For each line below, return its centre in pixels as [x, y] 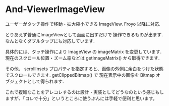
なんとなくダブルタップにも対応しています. [50, 41]
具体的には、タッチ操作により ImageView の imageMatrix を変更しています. [83, 51]
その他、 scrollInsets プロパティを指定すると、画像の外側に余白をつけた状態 [84, 69]
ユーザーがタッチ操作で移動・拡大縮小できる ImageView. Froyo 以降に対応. [83, 24]
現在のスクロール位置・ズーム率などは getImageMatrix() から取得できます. [82, 58]
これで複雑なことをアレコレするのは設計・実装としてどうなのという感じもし [85, 92]
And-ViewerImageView [55, 9]
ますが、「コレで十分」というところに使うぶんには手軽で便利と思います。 [81, 98]
